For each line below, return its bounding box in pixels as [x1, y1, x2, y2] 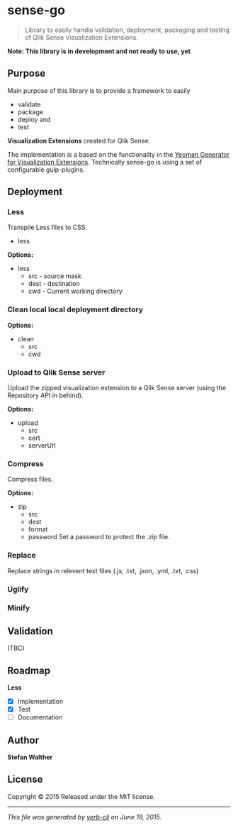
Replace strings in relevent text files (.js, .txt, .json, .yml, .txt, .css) [7, 566, 199, 575]
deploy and [17, 115, 51, 123]
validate [17, 100, 41, 109]
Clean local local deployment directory [7, 304, 144, 314]
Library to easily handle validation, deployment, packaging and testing [24, 26, 230, 34]
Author [7, 734, 39, 746]
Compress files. [7, 475, 53, 484]
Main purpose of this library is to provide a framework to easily [7, 86, 191, 94]
